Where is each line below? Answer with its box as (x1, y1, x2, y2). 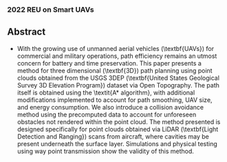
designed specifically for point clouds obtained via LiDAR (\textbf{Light (17, 125, 219, 133)
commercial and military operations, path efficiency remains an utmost (17, 52, 217, 60)
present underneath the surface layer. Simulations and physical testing (17, 139, 218, 148)
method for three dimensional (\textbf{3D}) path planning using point (17, 66, 213, 74)
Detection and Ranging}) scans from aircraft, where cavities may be (17, 132, 210, 141)
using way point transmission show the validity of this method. (17, 147, 195, 155)
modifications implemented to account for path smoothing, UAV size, (17, 95, 213, 104)
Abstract (7, 26, 46, 38)
